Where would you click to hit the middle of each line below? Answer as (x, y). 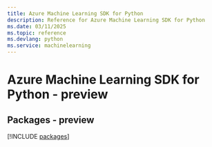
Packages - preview (51, 120)
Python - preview (58, 95)
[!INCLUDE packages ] (38, 136)
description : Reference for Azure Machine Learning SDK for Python (106, 20)
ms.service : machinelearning (49, 46)
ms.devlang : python (35, 39)
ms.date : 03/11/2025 (37, 26)
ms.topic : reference (37, 33)
